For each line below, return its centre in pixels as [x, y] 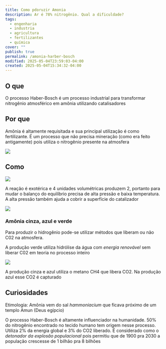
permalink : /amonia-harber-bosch [40, 56]
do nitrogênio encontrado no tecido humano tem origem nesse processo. [80, 325]
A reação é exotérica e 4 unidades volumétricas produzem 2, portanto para [83, 188]
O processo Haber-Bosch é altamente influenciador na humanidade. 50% [81, 320]
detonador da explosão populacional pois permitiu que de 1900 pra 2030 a [83, 335]
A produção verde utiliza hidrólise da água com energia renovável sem [78, 247]
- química [20, 43]
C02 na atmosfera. [24, 237]
